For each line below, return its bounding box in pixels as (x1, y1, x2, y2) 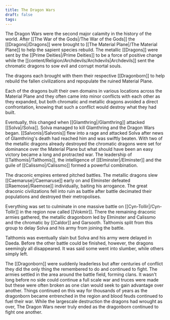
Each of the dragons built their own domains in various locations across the (5, 88, 162, 94)
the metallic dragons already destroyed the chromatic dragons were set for (5, 141, 162, 147)
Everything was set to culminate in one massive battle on (5, 204, 124, 210)
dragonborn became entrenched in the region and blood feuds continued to (5, 293, 163, 299)
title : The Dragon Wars (5, 7, 56, 13)
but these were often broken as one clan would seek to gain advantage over (5, 282, 164, 289)
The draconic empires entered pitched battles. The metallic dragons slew (5, 172, 158, 178)
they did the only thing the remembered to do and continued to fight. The (5, 266, 158, 272)
